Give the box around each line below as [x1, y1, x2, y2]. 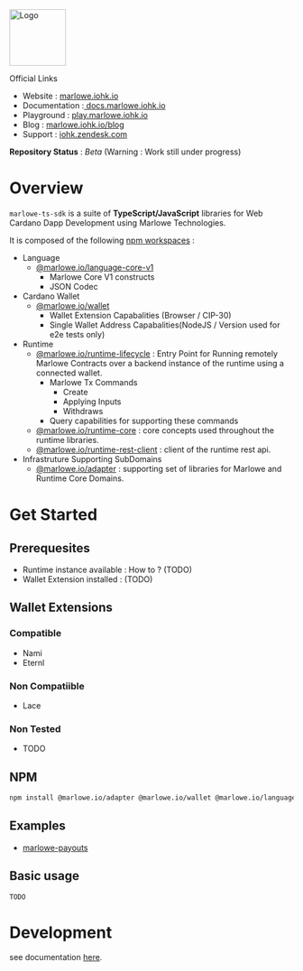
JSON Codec [49, 281, 98, 291]
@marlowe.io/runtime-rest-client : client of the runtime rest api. [35, 444, 271, 455]
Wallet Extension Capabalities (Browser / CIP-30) [49, 310, 232, 320]
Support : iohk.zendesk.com [22, 129, 128, 139]
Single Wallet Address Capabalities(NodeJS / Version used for [49, 319, 280, 330]
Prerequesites [9, 541, 90, 556]
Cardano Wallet [22, 291, 80, 301]
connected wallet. [35, 367, 103, 378]
